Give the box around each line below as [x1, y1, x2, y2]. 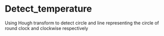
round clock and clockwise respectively [5, 25, 88, 31]
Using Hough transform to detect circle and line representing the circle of [5, 20, 159, 26]
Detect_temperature [5, 3, 92, 15]
